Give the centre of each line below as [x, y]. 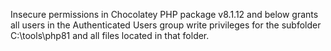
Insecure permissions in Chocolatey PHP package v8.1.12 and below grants [164, 14]
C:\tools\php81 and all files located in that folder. [110, 35]
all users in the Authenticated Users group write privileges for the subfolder [166, 25]
